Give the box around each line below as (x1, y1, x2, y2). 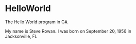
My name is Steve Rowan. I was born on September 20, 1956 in (5, 28, 132, 34)
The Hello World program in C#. (5, 19, 69, 25)
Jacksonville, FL (5, 33, 37, 39)
